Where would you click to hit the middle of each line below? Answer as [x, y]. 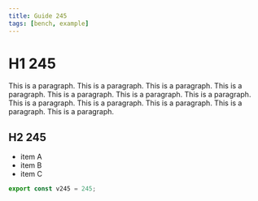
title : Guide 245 [38, 16]
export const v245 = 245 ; [52, 189]
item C [31, 174]
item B [31, 165]
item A [31, 157]
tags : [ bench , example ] [49, 24]
